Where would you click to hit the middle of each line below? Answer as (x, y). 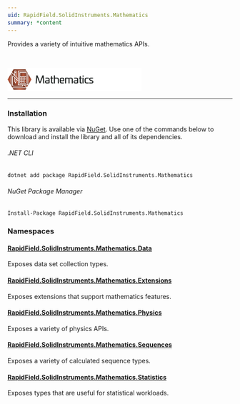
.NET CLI (20, 153)
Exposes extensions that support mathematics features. (89, 296)
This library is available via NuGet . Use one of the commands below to (111, 129)
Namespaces (31, 231)
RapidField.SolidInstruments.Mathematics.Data (80, 248)
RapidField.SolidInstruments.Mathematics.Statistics (87, 377)
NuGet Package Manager (45, 191)
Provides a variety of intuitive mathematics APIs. (79, 44)
